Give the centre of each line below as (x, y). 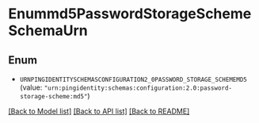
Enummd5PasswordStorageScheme (130, 14)
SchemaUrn (48, 31)
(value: (31, 87)
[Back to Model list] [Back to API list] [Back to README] (99, 111)
